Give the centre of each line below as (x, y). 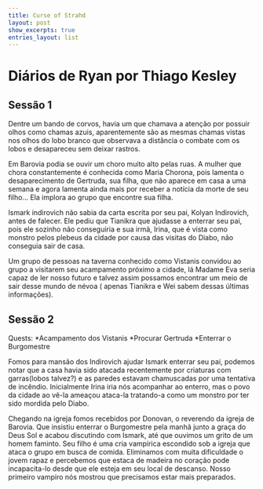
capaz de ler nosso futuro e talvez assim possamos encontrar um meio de (128, 278)
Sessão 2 (31, 319)
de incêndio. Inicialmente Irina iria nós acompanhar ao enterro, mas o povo (129, 387)
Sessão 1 (30, 105)
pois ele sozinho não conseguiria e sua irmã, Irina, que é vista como (118, 229)
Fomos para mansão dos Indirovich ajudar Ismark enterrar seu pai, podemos (131, 362)
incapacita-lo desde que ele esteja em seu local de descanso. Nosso (120, 469)
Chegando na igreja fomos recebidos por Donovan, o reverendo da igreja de (131, 419)
